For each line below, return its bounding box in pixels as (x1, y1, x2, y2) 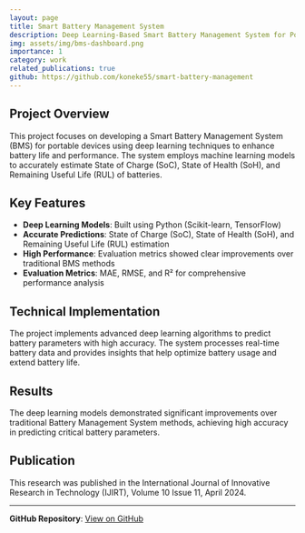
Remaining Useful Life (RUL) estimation (22, 238, 170, 250)
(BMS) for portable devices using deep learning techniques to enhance (9, 140, 275, 151)
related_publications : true (9, 65, 116, 74)
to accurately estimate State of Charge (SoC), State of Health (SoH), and (9, 159, 280, 170)
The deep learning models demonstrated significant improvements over (9, 407, 278, 418)
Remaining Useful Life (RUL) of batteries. (9, 169, 163, 180)
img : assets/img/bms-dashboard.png (9, 38, 144, 48)
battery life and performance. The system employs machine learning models (9, 149, 296, 160)
